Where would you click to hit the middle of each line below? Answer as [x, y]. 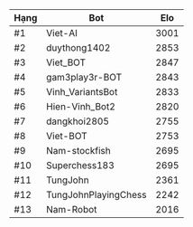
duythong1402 [78, 47]
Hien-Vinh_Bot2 [81, 106]
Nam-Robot [72, 209]
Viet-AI [62, 33]
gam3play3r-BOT [84, 77]
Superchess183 [80, 165]
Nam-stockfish [78, 151]
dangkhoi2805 [78, 121]
